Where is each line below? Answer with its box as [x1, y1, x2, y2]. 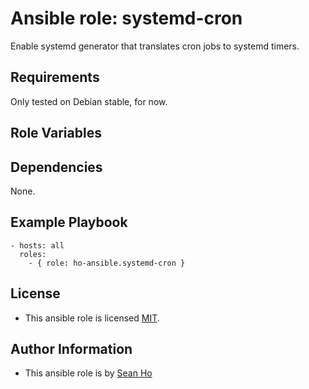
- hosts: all [10, 240, 65, 251]
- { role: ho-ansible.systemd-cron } [28, 258, 186, 268]
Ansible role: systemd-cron [10, 7, 243, 30]
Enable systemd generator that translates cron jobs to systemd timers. [10, 40, 300, 52]
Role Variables [10, 125, 102, 142]
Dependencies [10, 158, 103, 176]
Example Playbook [10, 214, 128, 231]
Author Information [10, 340, 133, 357]
